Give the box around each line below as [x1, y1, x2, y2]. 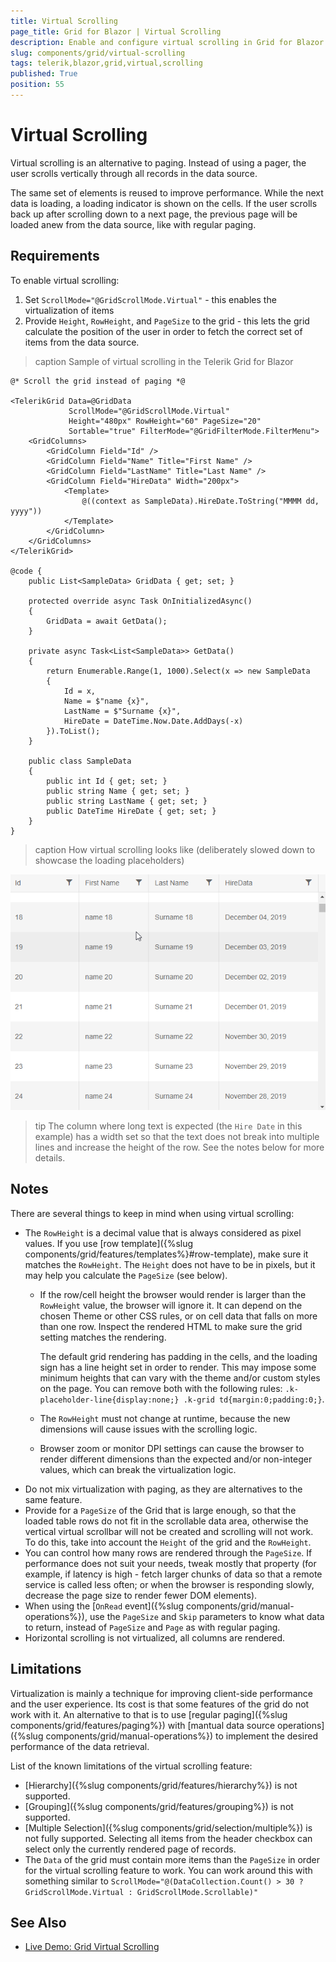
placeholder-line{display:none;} [39, 1395, 180, 1405]
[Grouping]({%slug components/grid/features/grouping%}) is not [24, 1800, 294, 1812]
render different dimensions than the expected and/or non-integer [39, 1453, 313, 1465]
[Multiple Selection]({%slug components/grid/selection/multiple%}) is [24, 1821, 313, 1834]
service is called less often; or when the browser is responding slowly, [24, 1578, 315, 1590]
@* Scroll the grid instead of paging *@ [10, 376, 186, 386]
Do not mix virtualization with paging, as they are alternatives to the [24, 1483, 303, 1495]
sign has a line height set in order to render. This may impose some [39, 1361, 317, 1373]
